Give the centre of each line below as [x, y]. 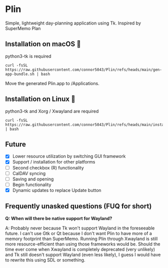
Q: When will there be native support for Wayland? [59, 218]
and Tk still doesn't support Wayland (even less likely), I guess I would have [83, 254]
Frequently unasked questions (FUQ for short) [78, 206]
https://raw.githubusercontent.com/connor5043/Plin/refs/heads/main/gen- [84, 69]
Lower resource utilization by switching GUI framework [69, 156]
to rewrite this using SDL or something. [45, 260]
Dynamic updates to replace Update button [57, 190]
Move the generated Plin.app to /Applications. [52, 83]
